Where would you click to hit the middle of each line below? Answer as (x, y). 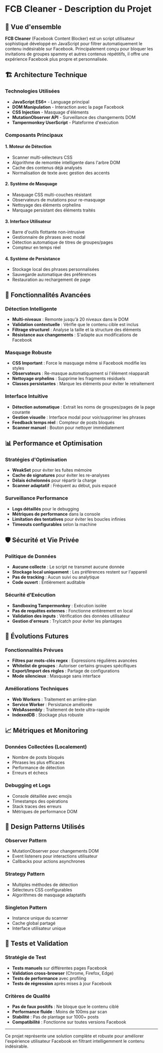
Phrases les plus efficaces (38, 762)
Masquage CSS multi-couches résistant (52, 195)
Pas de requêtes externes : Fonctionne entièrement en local (72, 610)
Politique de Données (31, 556)
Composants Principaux (34, 135)
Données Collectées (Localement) (46, 747)
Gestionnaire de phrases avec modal (49, 237)
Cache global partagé (34, 923)
